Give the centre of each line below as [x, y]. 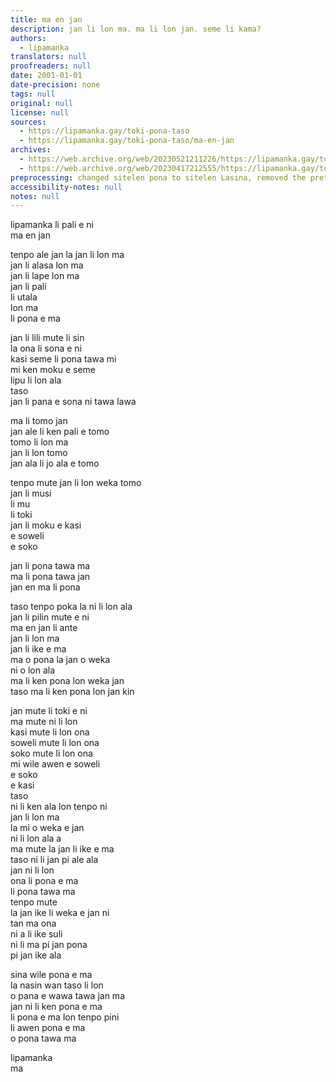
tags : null [33, 94]
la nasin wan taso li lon [57, 985]
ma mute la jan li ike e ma [62, 849]
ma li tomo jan [39, 421]
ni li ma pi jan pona [49, 945]
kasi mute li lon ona [50, 732]
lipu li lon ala [36, 380]
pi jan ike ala [36, 955]
